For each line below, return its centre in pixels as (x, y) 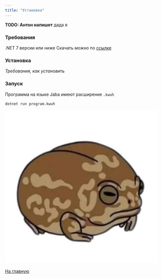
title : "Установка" (25, 10)
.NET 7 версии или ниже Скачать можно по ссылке (58, 48)
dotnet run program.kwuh (30, 104)
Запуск (14, 84)
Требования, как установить (35, 71)
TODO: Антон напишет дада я (36, 25)
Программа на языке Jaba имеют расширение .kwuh (60, 94)
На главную (17, 271)
